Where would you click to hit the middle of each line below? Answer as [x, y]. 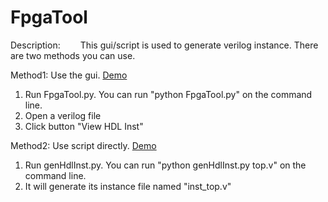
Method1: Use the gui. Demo [69, 75]
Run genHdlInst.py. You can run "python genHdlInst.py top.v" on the [165, 165]
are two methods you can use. [73, 55]
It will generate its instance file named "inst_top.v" [128, 186]
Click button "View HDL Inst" [84, 126]
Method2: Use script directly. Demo [83, 145]
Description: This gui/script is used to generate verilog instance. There [164, 45]
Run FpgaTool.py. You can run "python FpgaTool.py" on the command [168, 94]
